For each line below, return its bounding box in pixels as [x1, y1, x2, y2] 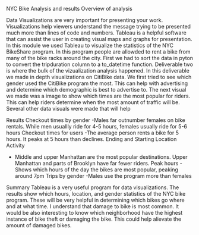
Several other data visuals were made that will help [6, 105, 131, 112]
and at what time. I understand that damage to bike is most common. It [6, 203, 179, 210]
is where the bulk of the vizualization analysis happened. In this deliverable [6, 67, 190, 74]
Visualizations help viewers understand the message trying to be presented [6, 23, 191, 30]
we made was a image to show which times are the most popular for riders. [6, 92, 191, 99]
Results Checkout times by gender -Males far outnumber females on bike [6, 117, 185, 124]
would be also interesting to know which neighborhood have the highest [6, 209, 183, 216]
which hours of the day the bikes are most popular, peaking [32, 166, 178, 173]
